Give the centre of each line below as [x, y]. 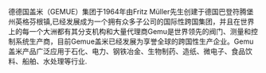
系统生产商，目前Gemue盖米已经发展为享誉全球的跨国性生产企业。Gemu [134, 41]
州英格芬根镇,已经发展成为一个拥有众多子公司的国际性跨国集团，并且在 [125, 21]
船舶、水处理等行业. [55, 61]
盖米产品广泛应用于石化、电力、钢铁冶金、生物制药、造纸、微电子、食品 [127, 51]
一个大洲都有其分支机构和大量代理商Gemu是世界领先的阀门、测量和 [140, 31]
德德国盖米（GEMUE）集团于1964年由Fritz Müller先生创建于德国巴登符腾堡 [131, 12]
